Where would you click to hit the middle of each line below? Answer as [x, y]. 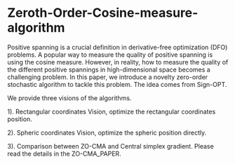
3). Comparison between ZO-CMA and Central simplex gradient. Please [110, 146]
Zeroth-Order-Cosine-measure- [103, 13]
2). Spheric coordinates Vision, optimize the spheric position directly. [107, 132]
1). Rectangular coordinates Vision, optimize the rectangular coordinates [112, 111]
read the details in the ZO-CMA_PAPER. [64, 153]
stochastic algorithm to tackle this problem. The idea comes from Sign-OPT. [117, 84]
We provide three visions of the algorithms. [69, 98]
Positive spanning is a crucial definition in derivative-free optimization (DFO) [117, 47]
